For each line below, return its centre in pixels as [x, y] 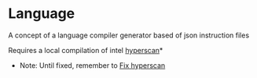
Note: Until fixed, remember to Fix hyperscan [92, 65]
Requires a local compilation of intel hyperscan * [86, 50]
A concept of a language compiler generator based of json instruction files [129, 35]
